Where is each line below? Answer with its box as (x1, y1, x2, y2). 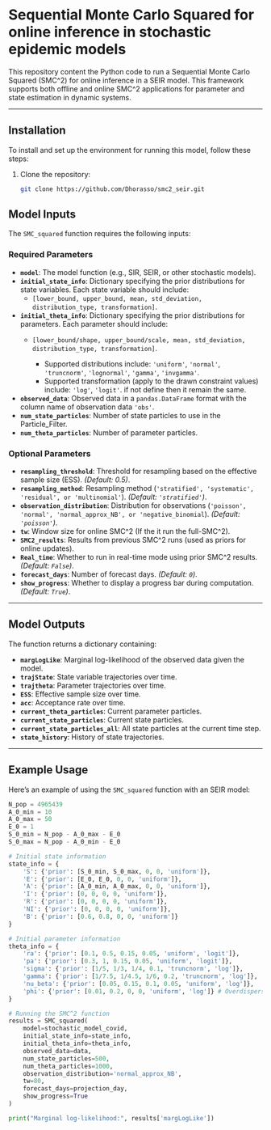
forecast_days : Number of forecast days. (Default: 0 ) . (19, 569, 198, 579)
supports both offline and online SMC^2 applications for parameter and (8, 83, 244, 94)
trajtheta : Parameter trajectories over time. (19, 680, 167, 690)
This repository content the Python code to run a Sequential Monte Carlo (8, 66, 250, 76)
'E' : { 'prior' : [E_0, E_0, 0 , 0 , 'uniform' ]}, (23, 875, 182, 883)
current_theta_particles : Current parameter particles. (19, 706, 202, 716)
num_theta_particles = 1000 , (23, 1062, 114, 1070)
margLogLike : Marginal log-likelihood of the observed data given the (19, 654, 244, 664)
